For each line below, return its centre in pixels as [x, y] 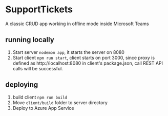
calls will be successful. [38, 68]
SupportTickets [39, 9]
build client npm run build [40, 97]
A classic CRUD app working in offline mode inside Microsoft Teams [77, 24]
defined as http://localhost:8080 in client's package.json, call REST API [88, 63]
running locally [30, 40]
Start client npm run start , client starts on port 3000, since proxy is [84, 57]
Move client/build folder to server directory [60, 102]
